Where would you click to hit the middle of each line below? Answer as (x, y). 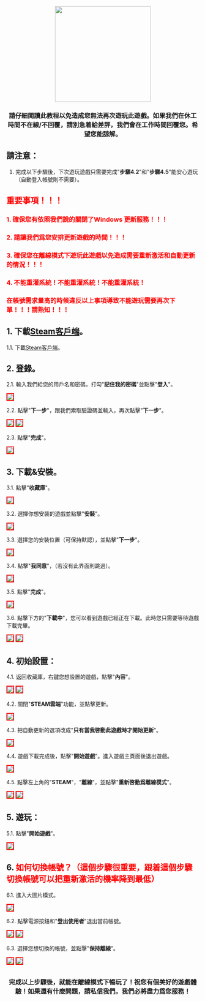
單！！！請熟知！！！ (38, 309)
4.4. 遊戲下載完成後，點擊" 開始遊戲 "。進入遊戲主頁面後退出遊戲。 (90, 756)
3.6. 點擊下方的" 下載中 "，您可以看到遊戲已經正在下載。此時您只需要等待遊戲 (103, 618)
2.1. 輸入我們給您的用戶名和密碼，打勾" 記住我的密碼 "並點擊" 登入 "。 (91, 384)
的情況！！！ (25, 265)
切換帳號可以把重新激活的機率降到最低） (83, 879)
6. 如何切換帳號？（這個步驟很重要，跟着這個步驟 (99, 868)
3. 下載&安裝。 (34, 472)
